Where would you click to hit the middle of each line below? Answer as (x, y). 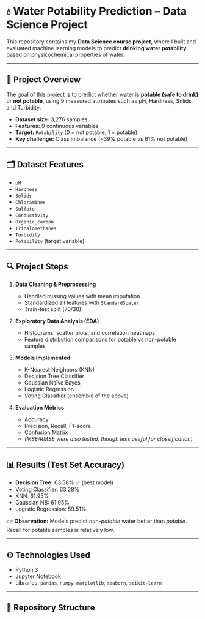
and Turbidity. (24, 107)
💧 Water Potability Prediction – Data (97, 11)
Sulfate (25, 209)
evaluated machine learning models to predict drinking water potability (97, 48)
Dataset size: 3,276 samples (51, 119)
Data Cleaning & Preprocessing (56, 284)
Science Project (47, 25)
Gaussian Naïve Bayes (52, 383)
